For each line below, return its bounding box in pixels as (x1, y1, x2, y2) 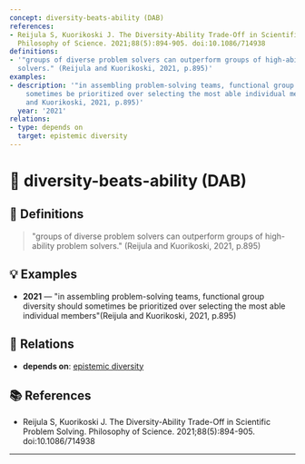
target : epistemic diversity (17, 132, 128, 141)
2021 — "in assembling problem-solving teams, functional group (22, 291, 265, 301)
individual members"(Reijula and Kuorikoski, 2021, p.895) (22, 310, 237, 321)
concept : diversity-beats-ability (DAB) (9, 13, 165, 23)
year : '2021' (17, 106, 67, 115)
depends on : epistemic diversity (22, 360, 144, 371)
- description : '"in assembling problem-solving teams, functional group (9, 81, 295, 90)
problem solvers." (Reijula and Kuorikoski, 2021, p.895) (56, 240, 261, 251)
